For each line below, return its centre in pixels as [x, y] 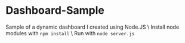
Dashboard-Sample [55, 10]
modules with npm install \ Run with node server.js [70, 33]
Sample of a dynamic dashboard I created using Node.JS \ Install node [92, 27]
